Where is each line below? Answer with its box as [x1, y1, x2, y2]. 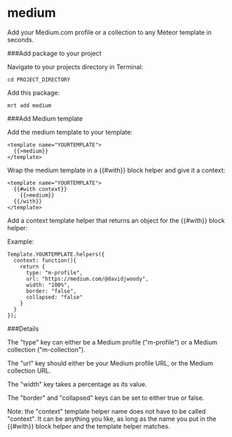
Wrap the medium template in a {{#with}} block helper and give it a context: [7, 166, 226, 174]
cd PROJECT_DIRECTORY [7, 76, 71, 83]
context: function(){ [13, 257, 77, 264]
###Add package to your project [7, 49, 102, 57]
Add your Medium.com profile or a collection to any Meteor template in [7, 28, 212, 36]
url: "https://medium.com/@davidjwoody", [25, 275, 149, 282]
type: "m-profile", [25, 269, 83, 276]
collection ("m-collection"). [7, 345, 86, 354]
